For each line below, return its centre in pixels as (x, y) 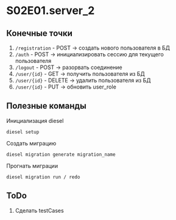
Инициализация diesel (35, 120)
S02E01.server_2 (51, 11)
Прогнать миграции (32, 166)
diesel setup (23, 132)
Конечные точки (40, 33)
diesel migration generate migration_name (61, 154)
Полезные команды (46, 106)
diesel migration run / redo (43, 177)
